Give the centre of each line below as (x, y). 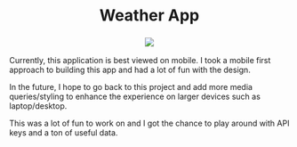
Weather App (149, 16)
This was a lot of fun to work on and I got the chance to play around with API (149, 123)
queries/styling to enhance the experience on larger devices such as (135, 97)
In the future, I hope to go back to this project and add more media (131, 87)
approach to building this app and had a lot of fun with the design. (130, 70)
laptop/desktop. (38, 106)
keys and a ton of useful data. (64, 133)
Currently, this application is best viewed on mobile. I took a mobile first (140, 61)
